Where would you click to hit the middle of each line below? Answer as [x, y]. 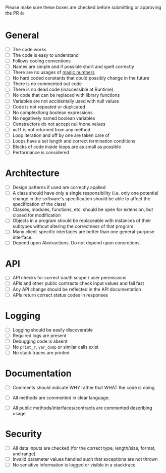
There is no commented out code [47, 84]
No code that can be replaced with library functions [66, 95]
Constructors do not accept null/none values [59, 124]
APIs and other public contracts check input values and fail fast [78, 283]
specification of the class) [40, 204]
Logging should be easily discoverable [53, 330]
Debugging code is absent [40, 341]
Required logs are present [39, 335]
